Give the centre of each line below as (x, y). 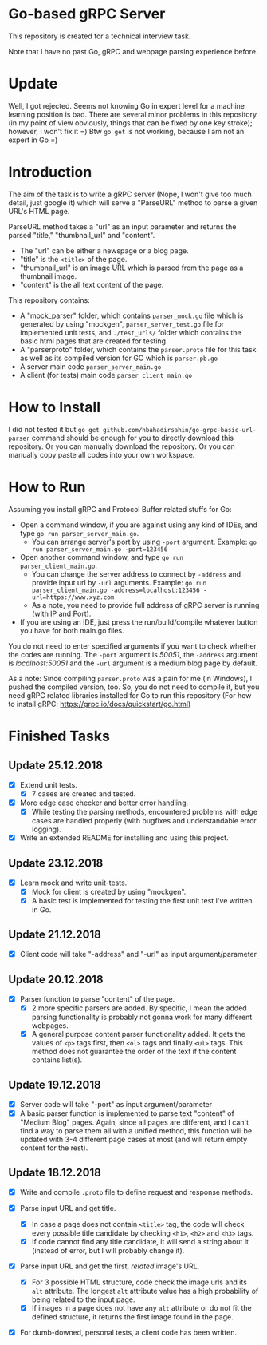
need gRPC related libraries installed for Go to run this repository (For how (130, 695)
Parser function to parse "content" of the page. (97, 998)
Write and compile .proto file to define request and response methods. (136, 1192)
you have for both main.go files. (72, 630)
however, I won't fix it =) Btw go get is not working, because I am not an (126, 131)
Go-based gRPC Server (87, 14)
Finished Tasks (59, 736)
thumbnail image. (48, 276)
